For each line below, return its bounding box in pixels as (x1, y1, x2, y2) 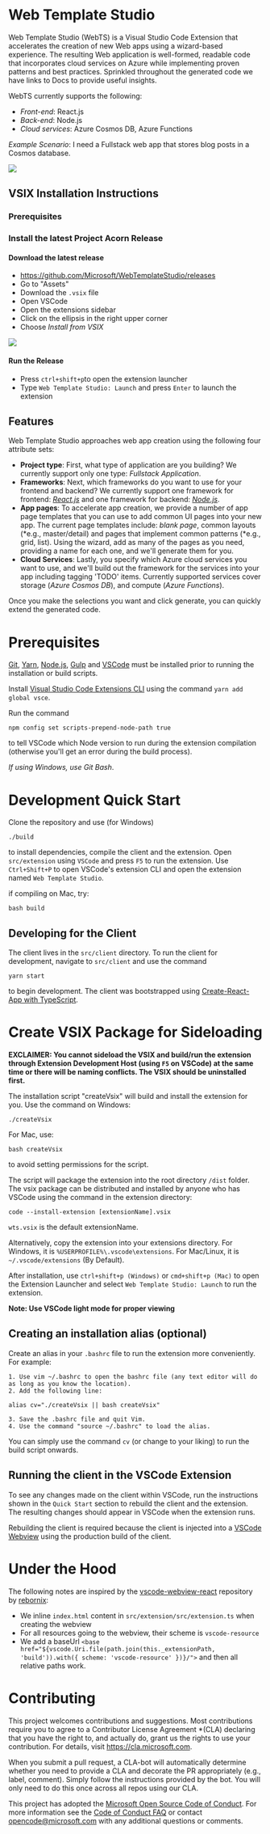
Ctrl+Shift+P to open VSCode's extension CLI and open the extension (8, 864, 242, 874)
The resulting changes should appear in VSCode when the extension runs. (8, 1506, 255, 1517)
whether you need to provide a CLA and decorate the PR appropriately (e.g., (8, 1765, 262, 1776)
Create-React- (201, 987, 250, 996)
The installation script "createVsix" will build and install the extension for (8, 1092, 248, 1101)
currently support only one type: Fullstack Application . (19, 469, 201, 479)
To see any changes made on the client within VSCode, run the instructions (8, 1490, 259, 1499)
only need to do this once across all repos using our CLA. (8, 1783, 199, 1793)
